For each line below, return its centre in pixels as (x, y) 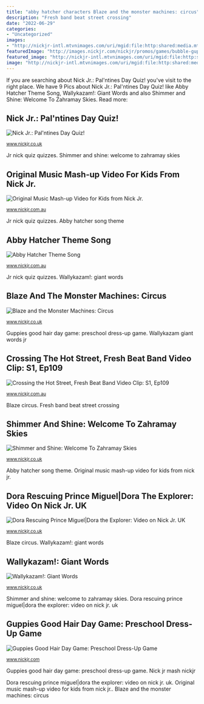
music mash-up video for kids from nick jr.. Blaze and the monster (89, 689)
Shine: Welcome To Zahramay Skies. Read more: (67, 99)
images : (16, 40)
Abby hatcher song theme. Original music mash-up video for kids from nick (100, 470)
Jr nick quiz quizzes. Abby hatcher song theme (65, 221)
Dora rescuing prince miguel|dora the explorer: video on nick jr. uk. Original (100, 682)
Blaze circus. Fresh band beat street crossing (63, 405)
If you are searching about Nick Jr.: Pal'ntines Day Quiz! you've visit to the (99, 80)
